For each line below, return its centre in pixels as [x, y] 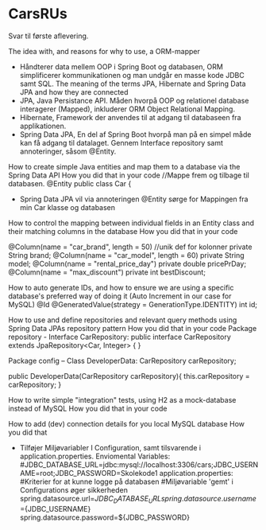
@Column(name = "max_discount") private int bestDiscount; [107, 272]
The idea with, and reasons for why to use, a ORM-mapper [104, 51]
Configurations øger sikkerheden [74, 489]
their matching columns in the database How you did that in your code [123, 231]
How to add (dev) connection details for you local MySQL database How [126, 423]
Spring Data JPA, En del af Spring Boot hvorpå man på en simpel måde [135, 134]
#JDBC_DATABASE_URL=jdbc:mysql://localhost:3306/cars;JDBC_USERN [139, 464]
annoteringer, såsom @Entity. [68, 151]
